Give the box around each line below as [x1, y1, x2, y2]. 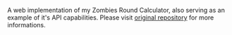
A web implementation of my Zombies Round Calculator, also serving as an [7, 6, 226, 14]
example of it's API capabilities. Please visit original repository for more [7, 13, 214, 22]
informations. [7, 21, 46, 29]
